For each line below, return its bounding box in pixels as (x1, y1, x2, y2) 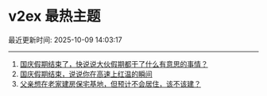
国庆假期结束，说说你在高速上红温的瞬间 (19, 69, 153, 79)
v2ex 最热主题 (8, 7, 101, 25)
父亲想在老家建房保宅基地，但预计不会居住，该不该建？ (19, 79, 201, 88)
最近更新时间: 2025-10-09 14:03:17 (8, 35, 122, 44)
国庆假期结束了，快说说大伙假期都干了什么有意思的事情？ (19, 59, 208, 68)
